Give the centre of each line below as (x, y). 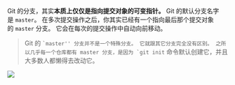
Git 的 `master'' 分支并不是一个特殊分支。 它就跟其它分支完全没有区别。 (118, 43)
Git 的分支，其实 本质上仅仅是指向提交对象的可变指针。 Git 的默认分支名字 (113, 11)
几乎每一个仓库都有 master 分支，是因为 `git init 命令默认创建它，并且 (129, 52)
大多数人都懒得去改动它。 (61, 61)
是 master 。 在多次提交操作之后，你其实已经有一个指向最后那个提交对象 (110, 20)
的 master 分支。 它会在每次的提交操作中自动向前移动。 (87, 28)
